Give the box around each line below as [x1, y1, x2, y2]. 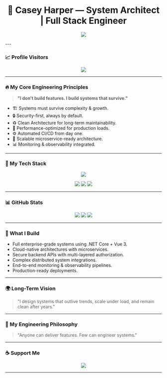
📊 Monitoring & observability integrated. [12, 141, 96, 147]
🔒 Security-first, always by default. [12, 112, 83, 119]
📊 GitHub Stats [5, 199, 43, 206]
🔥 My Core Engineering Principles [5, 84, 88, 91]
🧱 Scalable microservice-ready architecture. [12, 136, 103, 142]
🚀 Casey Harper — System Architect [7, 4, 160, 16]
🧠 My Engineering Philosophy [5, 321, 78, 328]
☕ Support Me [5, 349, 40, 356]
